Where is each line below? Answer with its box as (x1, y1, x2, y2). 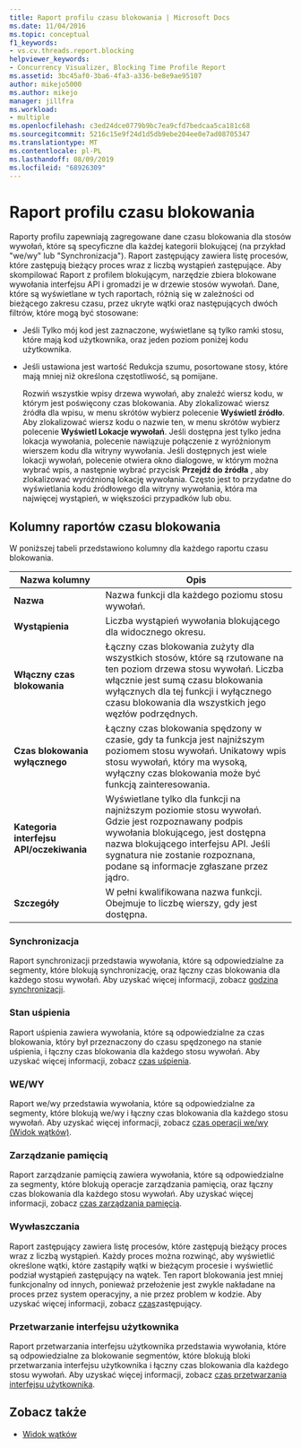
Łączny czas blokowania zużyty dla (105, 640, 255, 653)
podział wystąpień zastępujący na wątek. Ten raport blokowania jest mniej (9, 1270, 284, 1280)
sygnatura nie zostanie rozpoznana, (105, 849, 255, 862)
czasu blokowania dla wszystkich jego (105, 697, 267, 709)
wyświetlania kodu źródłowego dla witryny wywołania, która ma (21, 483, 258, 494)
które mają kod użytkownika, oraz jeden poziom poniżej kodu (21, 334, 249, 345)
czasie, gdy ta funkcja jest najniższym (105, 733, 265, 746)
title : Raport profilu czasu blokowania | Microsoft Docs (9, 13, 230, 22)
